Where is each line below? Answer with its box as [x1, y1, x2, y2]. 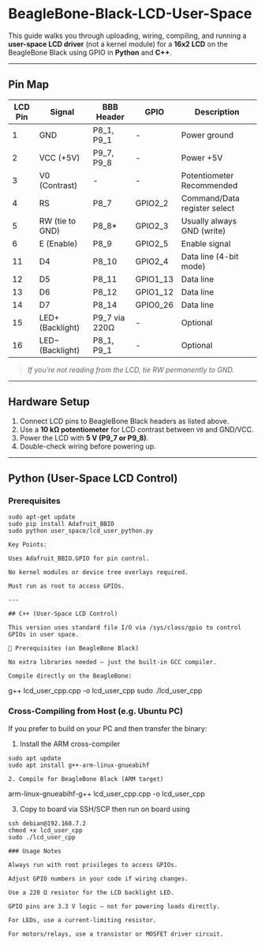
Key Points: [8, 541, 47, 549]
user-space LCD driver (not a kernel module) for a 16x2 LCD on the [8, 39, 229, 48]
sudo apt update [8, 754, 62, 762]
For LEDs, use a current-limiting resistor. [8, 916, 157, 924]
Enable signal [181, 238, 231, 249]
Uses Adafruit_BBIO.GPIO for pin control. [8, 554, 150, 563]
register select [181, 202, 235, 213]
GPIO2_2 [135, 197, 169, 208]
